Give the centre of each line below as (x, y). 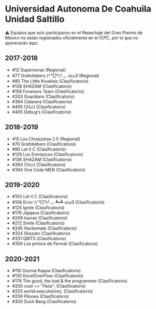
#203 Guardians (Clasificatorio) (43, 96)
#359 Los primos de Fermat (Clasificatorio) (55, 244)
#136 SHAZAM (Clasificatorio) (42, 159)
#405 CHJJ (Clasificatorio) (39, 107)
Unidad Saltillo (35, 19)
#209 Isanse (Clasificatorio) (40, 218)
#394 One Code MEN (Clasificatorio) (49, 170)
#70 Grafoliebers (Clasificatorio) (44, 144)
